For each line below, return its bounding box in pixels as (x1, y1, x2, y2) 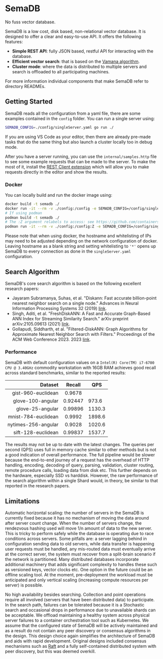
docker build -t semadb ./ (5, 201, 60, 207)
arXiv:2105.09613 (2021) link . (12, 321, 70, 327)
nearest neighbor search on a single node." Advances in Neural (12, 300, 139, 306)
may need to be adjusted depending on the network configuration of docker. (5, 238, 158, 244)
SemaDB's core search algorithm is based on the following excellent (5, 280, 142, 286)
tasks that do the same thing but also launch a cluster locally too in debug (5, 139, 153, 145)
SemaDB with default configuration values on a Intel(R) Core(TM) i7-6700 (5, 360, 155, 365)
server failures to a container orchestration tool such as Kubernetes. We (5, 618, 149, 624)
